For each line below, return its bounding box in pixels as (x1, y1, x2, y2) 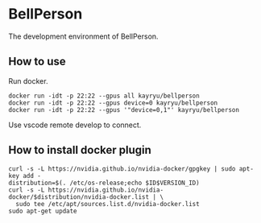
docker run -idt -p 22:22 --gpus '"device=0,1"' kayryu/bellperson (8, 105, 240, 114)
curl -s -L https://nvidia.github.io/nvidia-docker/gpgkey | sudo (8, 164, 236, 173)
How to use (8, 55, 66, 68)
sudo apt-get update (8, 207, 78, 215)
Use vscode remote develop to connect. (8, 120, 142, 130)
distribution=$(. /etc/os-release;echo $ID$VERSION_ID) (8, 179, 200, 187)
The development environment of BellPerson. (8, 31, 159, 41)
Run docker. (8, 76, 48, 85)
